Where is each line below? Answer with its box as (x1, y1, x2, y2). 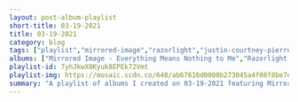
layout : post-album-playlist (9, 12, 117, 22)
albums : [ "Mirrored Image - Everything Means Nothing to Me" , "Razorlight (9, 54, 288, 63)
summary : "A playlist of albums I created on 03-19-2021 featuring (9, 79, 264, 88)
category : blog (9, 37, 66, 47)
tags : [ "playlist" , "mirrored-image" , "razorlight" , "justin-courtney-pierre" (9, 46, 295, 55)
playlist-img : (9, 71, 62, 80)
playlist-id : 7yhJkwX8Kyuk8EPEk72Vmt (9, 63, 149, 72)
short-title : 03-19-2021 (9, 21, 101, 30)
